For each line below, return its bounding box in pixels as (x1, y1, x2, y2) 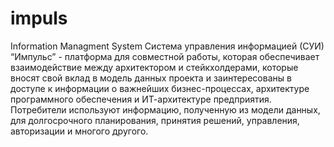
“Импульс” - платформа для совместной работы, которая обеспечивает (10, 50, 320, 62)
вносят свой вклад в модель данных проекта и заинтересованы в (10, 72, 292, 84)
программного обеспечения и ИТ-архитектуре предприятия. (10, 93, 272, 105)
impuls (10, 7, 68, 30)
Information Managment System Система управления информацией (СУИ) (10, 40, 325, 52)
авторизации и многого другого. (10, 125, 149, 137)
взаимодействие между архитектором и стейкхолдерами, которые (10, 61, 299, 73)
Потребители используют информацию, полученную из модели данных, (10, 103, 321, 116)
